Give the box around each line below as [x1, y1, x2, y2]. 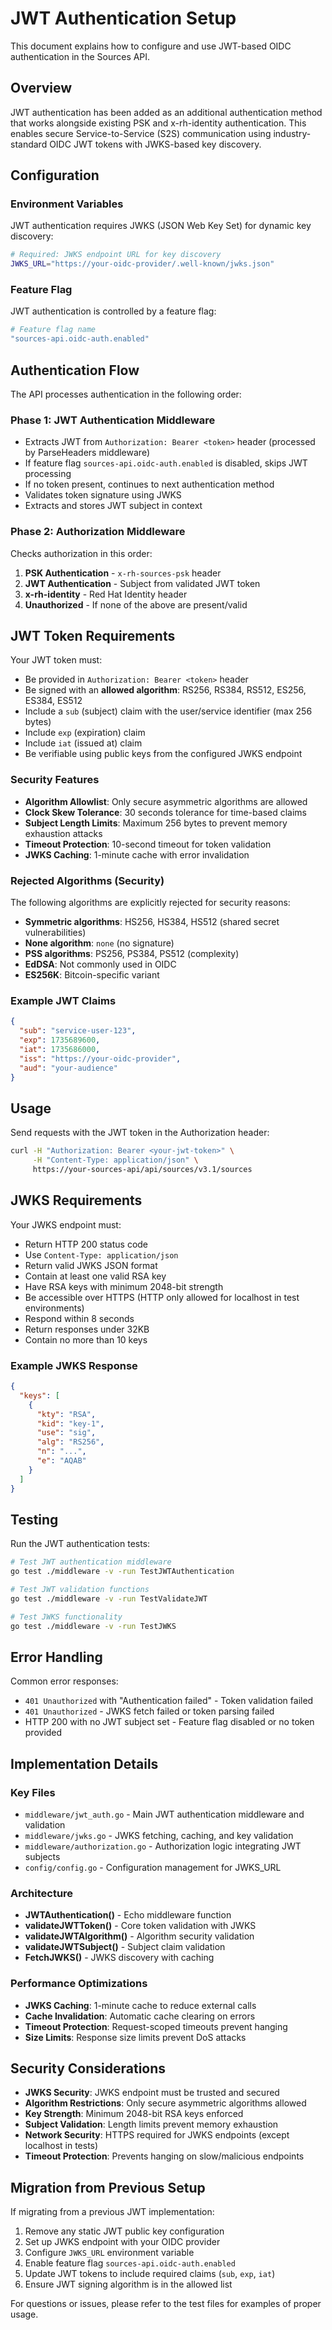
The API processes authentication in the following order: [10, 388, 242, 401]
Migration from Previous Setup [10, 2179, 206, 2196]
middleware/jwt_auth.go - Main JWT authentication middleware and [24, 1808, 305, 1821]
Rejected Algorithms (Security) [10, 873, 165, 887]
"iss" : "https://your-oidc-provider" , [19, 1053, 182, 1064]
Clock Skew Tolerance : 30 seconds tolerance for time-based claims [24, 806, 307, 818]
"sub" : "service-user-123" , [19, 1026, 137, 1036]
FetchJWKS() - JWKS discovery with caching [24, 1952, 215, 1964]
